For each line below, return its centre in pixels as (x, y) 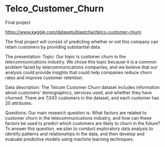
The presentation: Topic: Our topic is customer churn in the (66, 56)
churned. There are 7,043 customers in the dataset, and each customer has (82, 98)
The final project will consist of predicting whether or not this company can (82, 41)
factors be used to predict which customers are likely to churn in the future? (83, 123)
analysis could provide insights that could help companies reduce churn (79, 72)
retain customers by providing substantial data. (53, 47)
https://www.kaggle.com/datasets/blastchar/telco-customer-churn (73, 32)
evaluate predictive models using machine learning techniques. (70, 139)
